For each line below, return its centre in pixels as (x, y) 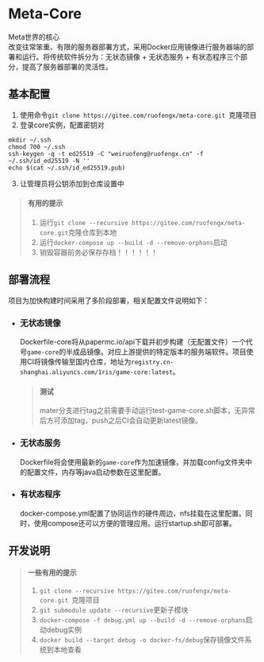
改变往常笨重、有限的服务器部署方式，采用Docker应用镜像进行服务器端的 (128, 47)
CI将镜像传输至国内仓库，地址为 (79, 362)
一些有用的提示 (52, 572)
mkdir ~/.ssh (30, 140)
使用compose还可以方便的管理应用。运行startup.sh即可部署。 (135, 523)
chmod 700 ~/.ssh (37, 147)
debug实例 (64, 630)
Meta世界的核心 (34, 37)
